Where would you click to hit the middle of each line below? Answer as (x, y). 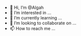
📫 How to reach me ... (32, 28)
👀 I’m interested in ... (30, 13)
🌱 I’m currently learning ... (36, 18)
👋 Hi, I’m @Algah (27, 8)
